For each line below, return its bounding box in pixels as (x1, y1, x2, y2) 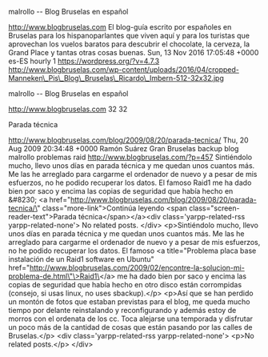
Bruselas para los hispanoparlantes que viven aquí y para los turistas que (8, 31, 250, 40)
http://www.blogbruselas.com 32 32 (8, 104, 128, 114)
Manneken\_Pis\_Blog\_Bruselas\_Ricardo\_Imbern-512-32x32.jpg (8, 74, 224, 82)
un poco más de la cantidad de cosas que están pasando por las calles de (8, 323, 253, 331)
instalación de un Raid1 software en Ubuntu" (8, 255, 154, 263)
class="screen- (189, 203, 240, 213)
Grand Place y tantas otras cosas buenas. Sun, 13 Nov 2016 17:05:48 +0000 (8, 48, 259, 57)
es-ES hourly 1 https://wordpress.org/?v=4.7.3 (8, 56, 160, 66)
